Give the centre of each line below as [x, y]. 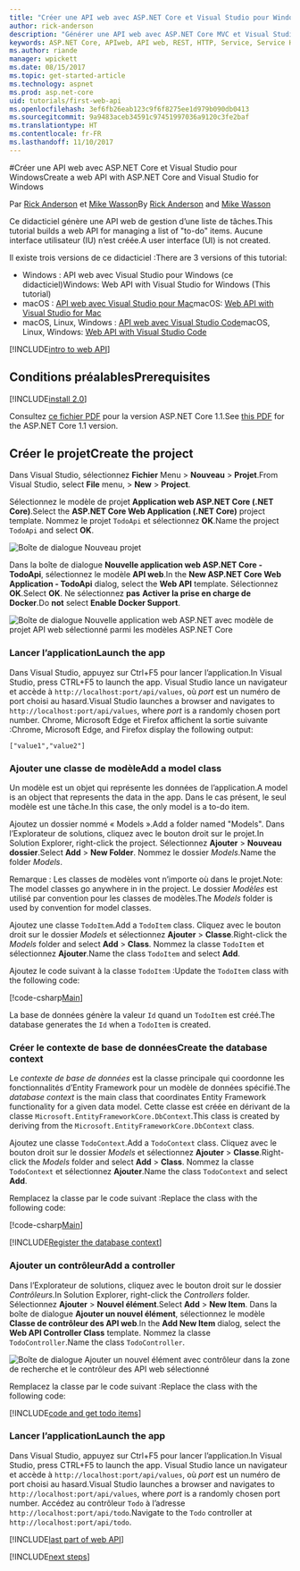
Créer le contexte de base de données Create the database [138, 1047]
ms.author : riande [43, 51]
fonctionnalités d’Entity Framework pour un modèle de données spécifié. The [150, 1088]
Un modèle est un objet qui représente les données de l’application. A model [149, 787]
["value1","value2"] [48, 746]
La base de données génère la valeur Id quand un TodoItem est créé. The [142, 1014]
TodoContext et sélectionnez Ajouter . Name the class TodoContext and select [149, 1172]
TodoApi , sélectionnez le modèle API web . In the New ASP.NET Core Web [145, 575]
